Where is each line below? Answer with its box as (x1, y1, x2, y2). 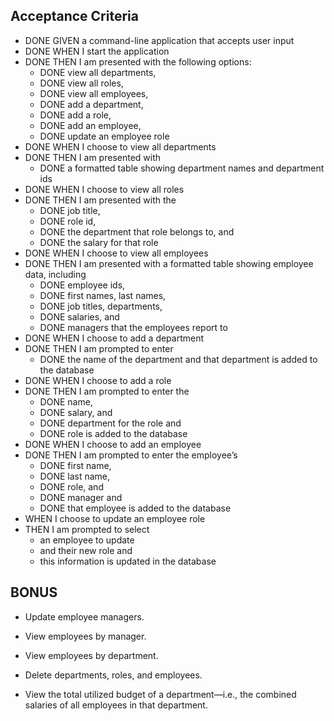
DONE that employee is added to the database (39, 502, 232, 514)
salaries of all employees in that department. (24, 699, 208, 711)
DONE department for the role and (39, 417, 182, 429)
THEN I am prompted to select (24, 523, 150, 535)
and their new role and (39, 544, 133, 556)
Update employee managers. (24, 610, 145, 623)
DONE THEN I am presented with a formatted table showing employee (24, 257, 314, 269)
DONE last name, (39, 470, 111, 482)
